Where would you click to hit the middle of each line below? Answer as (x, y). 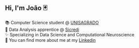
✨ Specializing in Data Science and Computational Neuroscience (70, 34)
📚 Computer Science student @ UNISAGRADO (52, 22)
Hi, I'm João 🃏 (26, 8)
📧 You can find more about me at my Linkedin (50, 40)
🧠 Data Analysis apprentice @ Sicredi (42, 29)
